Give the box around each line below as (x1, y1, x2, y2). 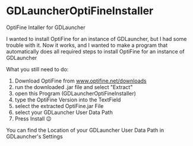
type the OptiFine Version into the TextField (14, 96, 121, 103)
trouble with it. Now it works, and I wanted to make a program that (6, 42, 168, 49)
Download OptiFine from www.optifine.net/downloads (14, 77, 147, 84)
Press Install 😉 (14, 115, 52, 122)
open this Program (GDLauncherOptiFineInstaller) (14, 90, 137, 97)
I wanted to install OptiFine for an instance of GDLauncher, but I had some (6, 35, 187, 42)
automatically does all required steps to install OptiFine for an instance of (6, 47, 185, 55)
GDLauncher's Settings (6, 132, 64, 140)
